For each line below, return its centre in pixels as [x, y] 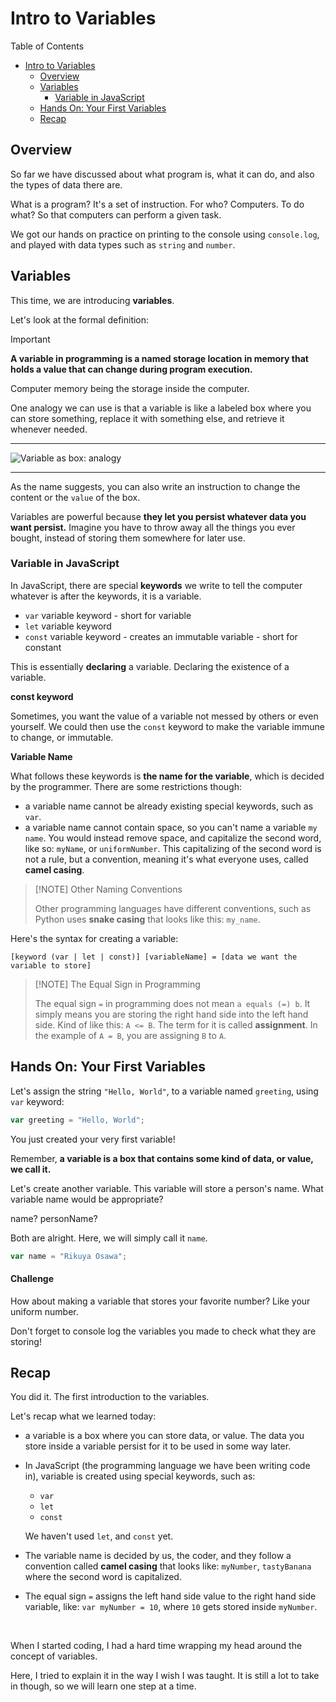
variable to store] [51, 965]
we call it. [31, 1169]
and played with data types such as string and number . [123, 244]
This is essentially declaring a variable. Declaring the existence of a [150, 666]
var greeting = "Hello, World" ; [77, 1120]
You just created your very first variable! [93, 1139]
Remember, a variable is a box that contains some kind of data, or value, [162, 1158]
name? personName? [54, 1218]
